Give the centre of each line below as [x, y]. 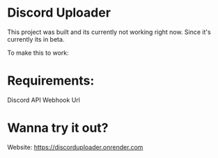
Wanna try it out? [58, 128]
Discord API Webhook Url [44, 100]
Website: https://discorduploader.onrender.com [75, 147]
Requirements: [51, 81]
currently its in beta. [36, 39]
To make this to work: [38, 53]
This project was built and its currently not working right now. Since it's [109, 32]
